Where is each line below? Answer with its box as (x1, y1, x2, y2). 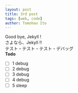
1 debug (12, 61, 28, 66)
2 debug (12, 66, 29, 72)
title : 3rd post (5, 12, 38, 16)
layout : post (5, 7, 32, 12)
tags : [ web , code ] (5, 16, 42, 21)
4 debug (12, 77, 29, 83)
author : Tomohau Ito (5, 20, 47, 26)
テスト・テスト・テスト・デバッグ (5, 46, 74, 51)
